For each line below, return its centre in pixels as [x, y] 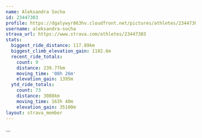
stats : [14, 40]
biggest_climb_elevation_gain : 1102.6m [61, 51]
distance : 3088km [38, 96]
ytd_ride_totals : [33, 85]
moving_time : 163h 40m [45, 101]
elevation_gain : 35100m [46, 107]
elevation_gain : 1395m [45, 79]
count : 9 [27, 62]
